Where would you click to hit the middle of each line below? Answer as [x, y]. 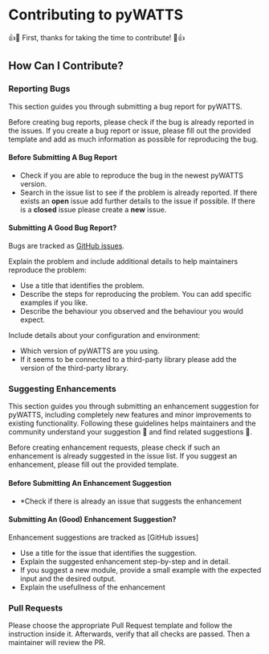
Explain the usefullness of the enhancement [93, 587]
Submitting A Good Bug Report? [63, 228]
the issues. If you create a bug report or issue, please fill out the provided [130, 130]
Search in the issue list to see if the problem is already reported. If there [139, 192]
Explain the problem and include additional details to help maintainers [123, 261]
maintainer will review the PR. [57, 643]
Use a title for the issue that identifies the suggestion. [108, 553]
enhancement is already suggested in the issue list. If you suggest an [123, 456]
